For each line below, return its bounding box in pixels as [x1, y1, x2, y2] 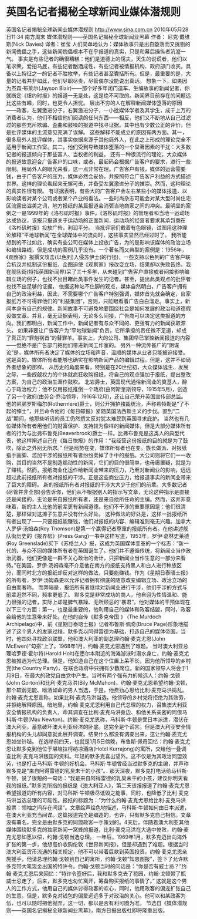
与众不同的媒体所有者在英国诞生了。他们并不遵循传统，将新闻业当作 [21, 547, 186, 554]
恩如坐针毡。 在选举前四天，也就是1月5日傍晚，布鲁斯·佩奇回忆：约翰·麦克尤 [6, 738, 191, 745]
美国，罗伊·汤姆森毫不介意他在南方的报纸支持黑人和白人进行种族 [21, 561, 177, 568]
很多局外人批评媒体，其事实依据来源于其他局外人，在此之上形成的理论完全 [6, 136, 186, 143]
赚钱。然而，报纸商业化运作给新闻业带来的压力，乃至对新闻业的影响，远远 [11, 466, 191, 473]
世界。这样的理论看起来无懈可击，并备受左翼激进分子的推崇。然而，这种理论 [6, 180, 191, 187]
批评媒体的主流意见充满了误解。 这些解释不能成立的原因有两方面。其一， [11, 129, 188, 136]
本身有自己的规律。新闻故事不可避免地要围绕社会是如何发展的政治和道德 [11, 305, 186, 312]
